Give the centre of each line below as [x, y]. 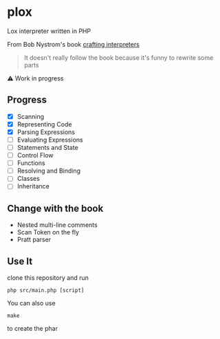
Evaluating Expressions [50, 140]
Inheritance [33, 186]
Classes [28, 179]
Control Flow [35, 155]
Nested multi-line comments [57, 225]
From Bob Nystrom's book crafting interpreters [73, 44]
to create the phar [33, 328]
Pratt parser [34, 240]
